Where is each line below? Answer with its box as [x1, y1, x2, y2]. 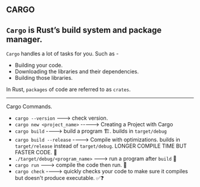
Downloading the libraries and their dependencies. [14, 68, 139, 75]
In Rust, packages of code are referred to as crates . [6, 86, 131, 93]
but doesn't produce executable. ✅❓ [14, 174, 104, 182]
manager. [6, 34, 43, 44]
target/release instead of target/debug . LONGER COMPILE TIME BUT [14, 142, 187, 149]
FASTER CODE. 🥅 [14, 149, 58, 156]
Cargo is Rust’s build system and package [6, 25, 162, 35]
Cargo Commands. [6, 103, 52, 110]
